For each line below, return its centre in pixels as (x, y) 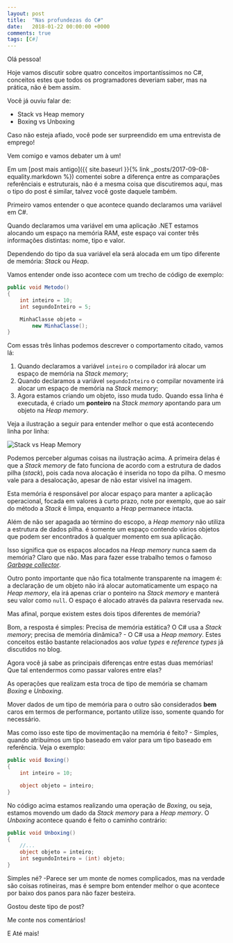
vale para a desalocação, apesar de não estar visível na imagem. (100, 480)
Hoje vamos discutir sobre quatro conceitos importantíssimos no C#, (105, 73)
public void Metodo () (38, 288)
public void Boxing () (38, 761)
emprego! (21, 142)
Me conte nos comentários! (46, 919)
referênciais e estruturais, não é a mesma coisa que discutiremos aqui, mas (115, 184)
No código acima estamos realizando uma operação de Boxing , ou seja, (110, 805)
